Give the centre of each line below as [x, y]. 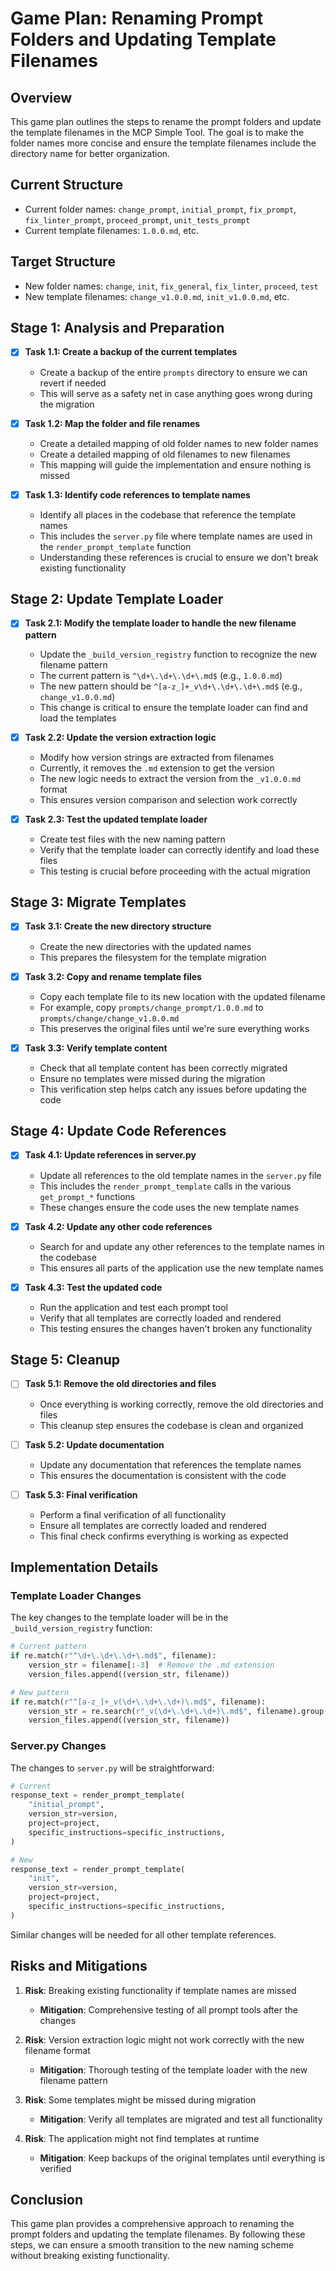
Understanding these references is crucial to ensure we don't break [179, 557]
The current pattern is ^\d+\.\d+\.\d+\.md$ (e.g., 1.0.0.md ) [161, 675]
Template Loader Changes [76, 1595]
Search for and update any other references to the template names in [182, 1246]
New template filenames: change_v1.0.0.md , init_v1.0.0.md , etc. [157, 296]
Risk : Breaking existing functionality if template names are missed [160, 1990]
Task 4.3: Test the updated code [93, 1287]
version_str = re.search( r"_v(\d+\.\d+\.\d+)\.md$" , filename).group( [178, 1711]
